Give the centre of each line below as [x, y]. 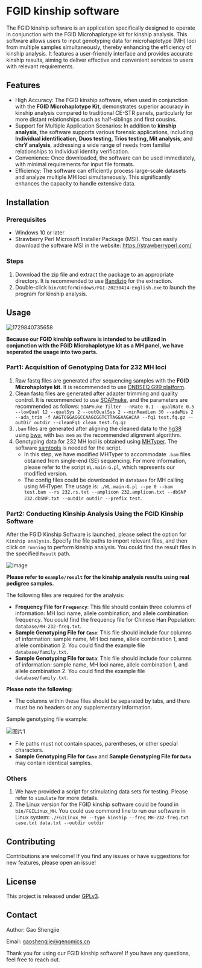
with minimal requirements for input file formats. [74, 164]
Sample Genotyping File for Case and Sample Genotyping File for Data [103, 757]
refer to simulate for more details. [57, 798]
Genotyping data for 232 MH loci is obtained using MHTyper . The [96, 441]
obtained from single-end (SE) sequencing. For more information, [105, 460]
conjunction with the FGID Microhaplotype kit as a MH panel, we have [95, 345]
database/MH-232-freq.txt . [48, 626]
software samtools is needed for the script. [68, 448]
